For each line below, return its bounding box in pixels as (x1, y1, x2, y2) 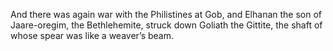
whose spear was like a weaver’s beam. (10, 30, 174, 41)
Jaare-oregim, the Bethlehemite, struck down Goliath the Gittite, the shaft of (10, 19, 323, 31)
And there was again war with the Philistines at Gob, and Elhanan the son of (10, 9, 323, 20)
